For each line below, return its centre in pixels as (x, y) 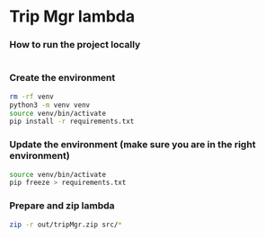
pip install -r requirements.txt (72, 122)
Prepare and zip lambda (62, 206)
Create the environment (62, 78)
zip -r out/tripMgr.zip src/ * (66, 225)
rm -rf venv (31, 96)
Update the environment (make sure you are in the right (132, 145)
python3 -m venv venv (50, 105)
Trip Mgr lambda (72, 17)
